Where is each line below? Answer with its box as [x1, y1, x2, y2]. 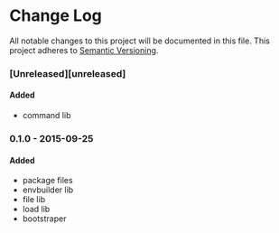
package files [22, 175, 74, 186]
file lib [22, 194, 46, 205]
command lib [22, 110, 71, 121]
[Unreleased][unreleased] [9, 67, 126, 79]
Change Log [9, 5, 102, 26]
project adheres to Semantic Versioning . [9, 44, 159, 55]
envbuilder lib [22, 184, 74, 195]
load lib [22, 204, 51, 215]
